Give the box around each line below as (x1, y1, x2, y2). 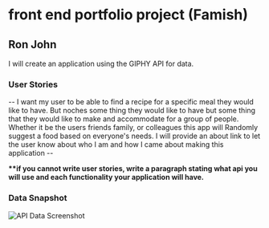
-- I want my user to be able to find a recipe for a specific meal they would (8, 97, 255, 107)
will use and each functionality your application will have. (8, 173, 205, 182)
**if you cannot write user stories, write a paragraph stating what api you (8, 164, 259, 173)
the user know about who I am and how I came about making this (8, 140, 224, 149)
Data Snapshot (8, 193, 67, 204)
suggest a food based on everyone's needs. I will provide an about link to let (8, 131, 261, 141)
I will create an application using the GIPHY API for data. (8, 59, 194, 68)
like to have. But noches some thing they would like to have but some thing (8, 106, 255, 116)
